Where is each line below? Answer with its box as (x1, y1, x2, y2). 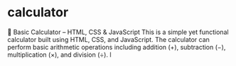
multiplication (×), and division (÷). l (7, 50, 112, 59)
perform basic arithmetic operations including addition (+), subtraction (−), (7, 43, 226, 51)
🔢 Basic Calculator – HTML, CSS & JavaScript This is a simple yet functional (7, 28, 229, 36)
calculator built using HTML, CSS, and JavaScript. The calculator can (7, 35, 210, 43)
